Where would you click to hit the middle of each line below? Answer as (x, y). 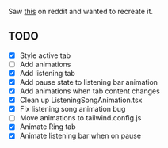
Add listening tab (47, 73)
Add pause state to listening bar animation (89, 82)
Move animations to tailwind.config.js (80, 118)
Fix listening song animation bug (73, 109)
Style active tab (45, 55)
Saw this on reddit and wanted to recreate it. (80, 11)
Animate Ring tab (48, 127)
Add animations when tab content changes (90, 91)
